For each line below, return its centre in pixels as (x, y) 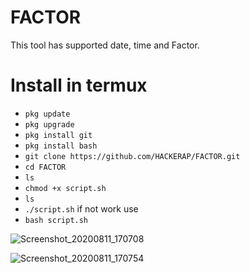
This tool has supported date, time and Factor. (105, 45)
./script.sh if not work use (81, 208)
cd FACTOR (45, 167)
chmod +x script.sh (65, 188)
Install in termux (79, 85)
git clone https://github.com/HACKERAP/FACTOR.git (132, 156)
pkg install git (58, 135)
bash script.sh (56, 220)
